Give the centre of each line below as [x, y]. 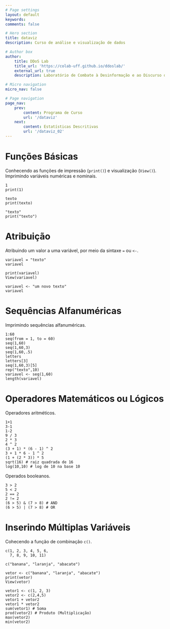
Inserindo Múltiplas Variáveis [68, 527]
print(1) [14, 190]
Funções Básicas [42, 156]
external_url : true [35, 71]
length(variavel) [24, 378]
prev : [20, 108]
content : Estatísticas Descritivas [61, 127]
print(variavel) [22, 273]
